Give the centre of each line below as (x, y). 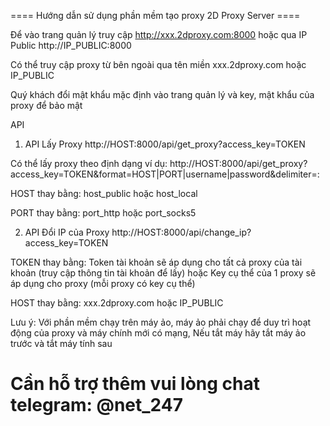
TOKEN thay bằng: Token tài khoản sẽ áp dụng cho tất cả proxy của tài (156, 262)
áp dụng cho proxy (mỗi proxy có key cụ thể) (103, 283)
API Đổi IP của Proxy (67, 232)
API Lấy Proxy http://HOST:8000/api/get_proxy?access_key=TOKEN (165, 144)
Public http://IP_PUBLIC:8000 (71, 45)
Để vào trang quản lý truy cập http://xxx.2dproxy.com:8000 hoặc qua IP (159, 34)
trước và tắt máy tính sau (61, 343)
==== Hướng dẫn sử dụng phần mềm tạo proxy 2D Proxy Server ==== (155, 15)
